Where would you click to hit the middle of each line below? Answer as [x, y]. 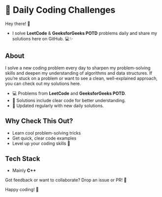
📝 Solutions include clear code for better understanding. [69, 100]
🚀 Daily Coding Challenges [60, 10]
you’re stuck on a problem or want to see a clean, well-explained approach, [81, 78]
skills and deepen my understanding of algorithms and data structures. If [79, 73]
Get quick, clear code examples [44, 138]
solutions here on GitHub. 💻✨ [42, 38]
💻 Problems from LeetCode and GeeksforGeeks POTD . [69, 93]
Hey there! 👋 [18, 24]
